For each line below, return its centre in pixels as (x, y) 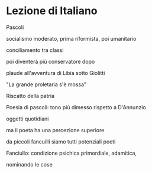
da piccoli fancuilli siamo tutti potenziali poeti (61, 141)
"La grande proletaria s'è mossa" (46, 84)
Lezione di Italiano (52, 11)
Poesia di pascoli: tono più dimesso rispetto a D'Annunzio (76, 107)
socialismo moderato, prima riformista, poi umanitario (71, 38)
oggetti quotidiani (28, 119)
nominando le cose (30, 164)
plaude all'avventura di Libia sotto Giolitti (56, 73)
